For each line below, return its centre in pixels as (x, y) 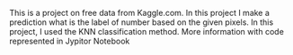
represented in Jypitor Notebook (70, 41)
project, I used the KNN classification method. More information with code (147, 31)
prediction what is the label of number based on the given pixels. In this (142, 22)
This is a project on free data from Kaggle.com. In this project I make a (139, 13)
